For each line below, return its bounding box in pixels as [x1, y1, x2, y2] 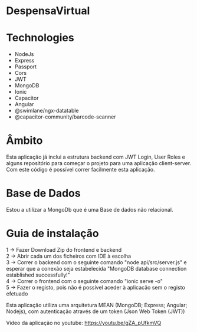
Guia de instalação [6, 227, 99, 240]
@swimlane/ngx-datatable [14, 107, 79, 114]
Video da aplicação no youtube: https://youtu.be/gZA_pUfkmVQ [6, 319, 162, 326]
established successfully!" [6, 271, 71, 278]
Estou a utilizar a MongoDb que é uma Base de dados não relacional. [6, 206, 173, 213]
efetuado [6, 290, 28, 297]
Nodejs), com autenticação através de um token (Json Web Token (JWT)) [6, 308, 185, 315]
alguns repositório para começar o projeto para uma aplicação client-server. [6, 160, 192, 167]
